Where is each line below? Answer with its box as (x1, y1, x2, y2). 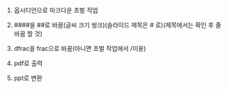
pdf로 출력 (13, 59, 43, 67)
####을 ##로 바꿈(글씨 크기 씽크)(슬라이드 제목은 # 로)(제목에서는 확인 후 (13, 21, 214, 29)
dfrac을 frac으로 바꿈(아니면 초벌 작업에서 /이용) (13, 44, 146, 52)
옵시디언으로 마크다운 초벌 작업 (13, 6, 98, 14)
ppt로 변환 (13, 74, 43, 82)
